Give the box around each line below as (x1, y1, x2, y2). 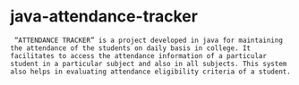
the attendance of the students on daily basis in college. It (10, 43, 252, 53)
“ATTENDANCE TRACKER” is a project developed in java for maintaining (13, 36, 283, 45)
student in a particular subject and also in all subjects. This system (10, 59, 287, 68)
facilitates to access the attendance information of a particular (10, 51, 268, 60)
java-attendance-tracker (10, 6, 198, 27)
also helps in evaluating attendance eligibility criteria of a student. (10, 67, 292, 76)
